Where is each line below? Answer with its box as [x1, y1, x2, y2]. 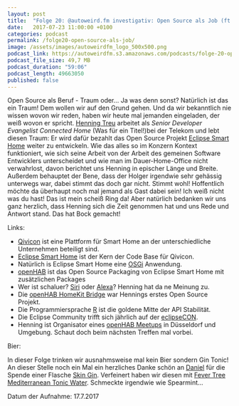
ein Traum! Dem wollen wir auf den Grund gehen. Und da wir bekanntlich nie [7, 104, 232, 113]
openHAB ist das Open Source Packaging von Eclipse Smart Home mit [17, 268, 224, 276]
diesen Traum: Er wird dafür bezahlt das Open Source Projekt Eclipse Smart [7, 134, 230, 142]
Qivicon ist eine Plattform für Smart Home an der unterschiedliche [17, 237, 211, 246]
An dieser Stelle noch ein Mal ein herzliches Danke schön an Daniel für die [7, 363, 225, 372]
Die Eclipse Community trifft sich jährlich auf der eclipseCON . [17, 313, 198, 321]
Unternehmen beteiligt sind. [17, 245, 100, 254]
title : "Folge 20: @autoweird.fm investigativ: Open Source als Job [7, 17, 218, 24]
